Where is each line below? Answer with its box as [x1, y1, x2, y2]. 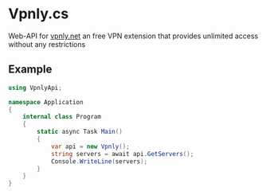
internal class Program [22, 113, 102, 121]
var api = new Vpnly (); [50, 142, 130, 150]
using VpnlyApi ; [8, 84, 62, 92]
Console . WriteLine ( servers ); [50, 157, 148, 166]
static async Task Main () [37, 128, 123, 136]
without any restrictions [8, 39, 86, 49]
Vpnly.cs [8, 5, 69, 23]
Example [8, 63, 53, 76]
